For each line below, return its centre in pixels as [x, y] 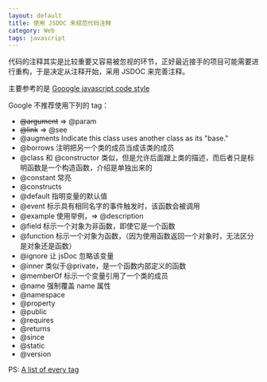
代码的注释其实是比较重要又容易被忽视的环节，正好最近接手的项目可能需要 [130, 61]
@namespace [42, 295]
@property [37, 303]
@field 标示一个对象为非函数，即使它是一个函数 [97, 226]
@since [32, 337]
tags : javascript [37, 38]
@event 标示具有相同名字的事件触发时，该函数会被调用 [110, 206]
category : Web [32, 30]
